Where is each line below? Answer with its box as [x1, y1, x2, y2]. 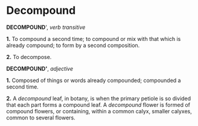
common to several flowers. [6, 114, 75, 121]
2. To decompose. [6, 53, 52, 60]
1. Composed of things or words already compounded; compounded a [6, 77, 181, 84]
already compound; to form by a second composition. [6, 42, 140, 49]
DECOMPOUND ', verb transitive [6, 24, 86, 31]
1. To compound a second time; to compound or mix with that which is [6, 35, 181, 42]
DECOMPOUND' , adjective [6, 65, 74, 72]
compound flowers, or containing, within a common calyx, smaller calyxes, [6, 107, 192, 115]
